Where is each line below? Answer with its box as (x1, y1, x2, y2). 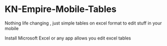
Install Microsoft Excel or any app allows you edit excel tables (4, 35, 131, 41)
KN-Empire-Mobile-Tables (4, 3, 117, 15)
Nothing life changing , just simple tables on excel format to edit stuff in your (4, 20, 162, 26)
